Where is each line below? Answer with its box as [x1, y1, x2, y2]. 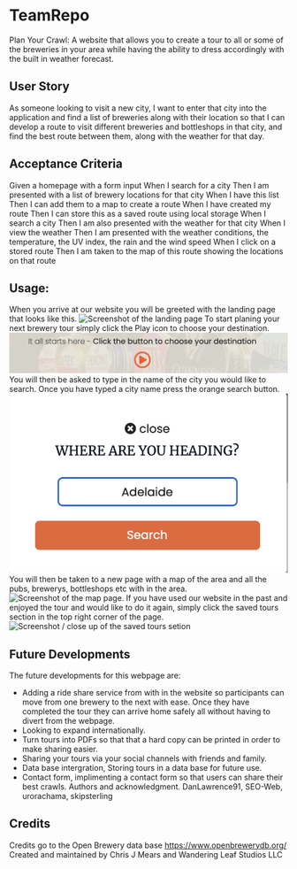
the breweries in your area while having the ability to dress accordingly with [9, 43, 285, 54]
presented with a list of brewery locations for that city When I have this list [9, 189, 280, 200]
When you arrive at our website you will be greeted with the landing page [9, 304, 276, 315]
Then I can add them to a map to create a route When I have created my [9, 198, 271, 209]
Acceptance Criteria [9, 157, 123, 172]
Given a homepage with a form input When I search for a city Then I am [9, 180, 270, 190]
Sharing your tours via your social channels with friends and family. [21, 753, 267, 764]
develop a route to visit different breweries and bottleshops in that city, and [9, 121, 283, 132]
